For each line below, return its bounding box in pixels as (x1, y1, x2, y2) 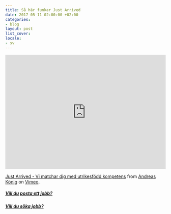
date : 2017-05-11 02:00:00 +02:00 (5, 12, 79, 17)
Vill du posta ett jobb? (5, 190, 52, 196)
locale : (5, 36, 22, 41)
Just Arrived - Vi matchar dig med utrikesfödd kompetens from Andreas (5, 173, 156, 179)
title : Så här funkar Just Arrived (5, 7, 81, 13)
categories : (5, 17, 31, 22)
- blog (5, 21, 19, 27)
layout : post (5, 26, 33, 32)
